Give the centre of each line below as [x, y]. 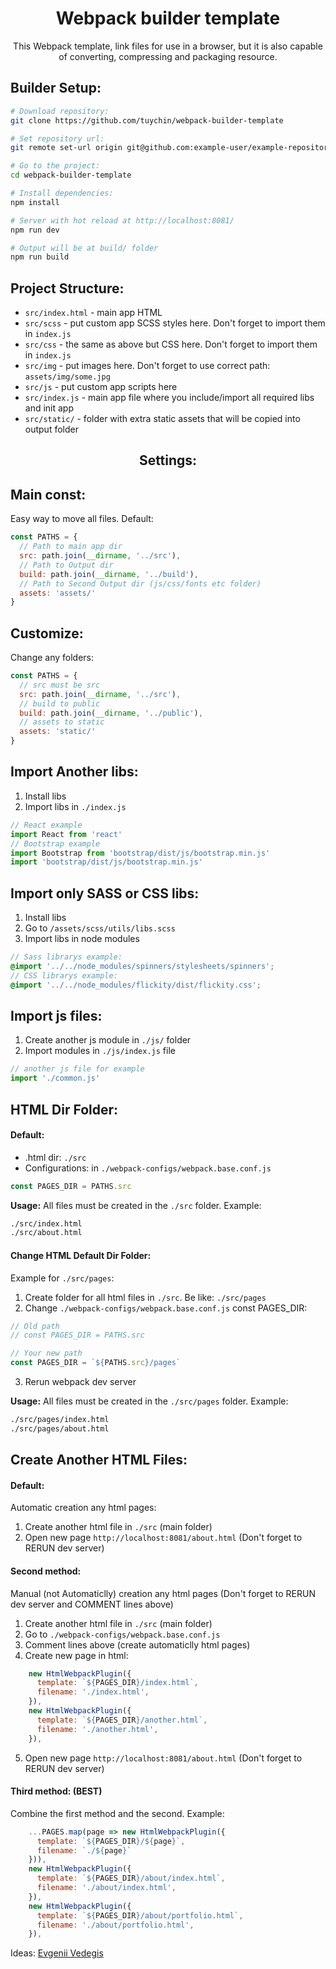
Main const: [48, 494]
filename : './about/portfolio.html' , [115, 1925]
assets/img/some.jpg [67, 377]
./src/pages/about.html [60, 1428]
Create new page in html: [76, 1655]
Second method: [46, 1571]
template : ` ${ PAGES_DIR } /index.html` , [117, 1683]
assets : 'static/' [58, 732]
